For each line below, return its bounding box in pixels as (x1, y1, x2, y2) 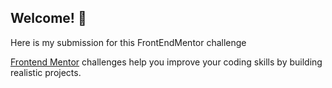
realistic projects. (10, 66, 82, 78)
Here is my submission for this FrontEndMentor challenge (10, 36, 247, 48)
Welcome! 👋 (10, 10, 87, 27)
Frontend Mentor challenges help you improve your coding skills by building (10, 56, 323, 68)
